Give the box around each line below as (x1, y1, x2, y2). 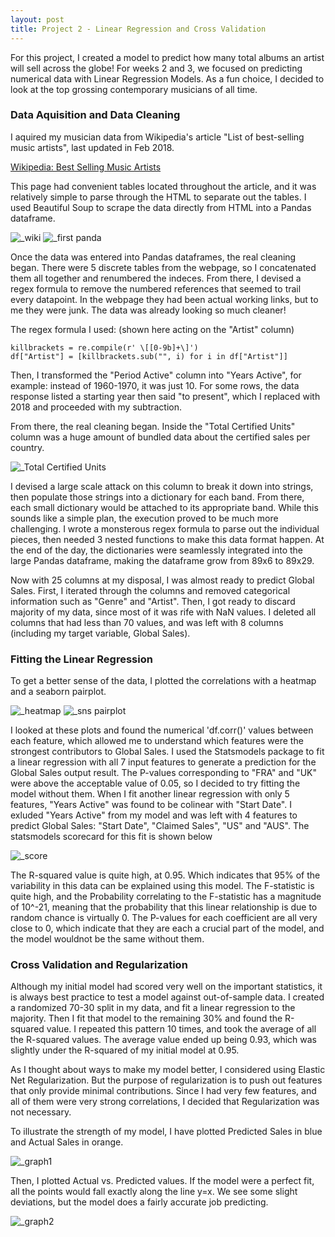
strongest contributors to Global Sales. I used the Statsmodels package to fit (10, 746, 325, 758)
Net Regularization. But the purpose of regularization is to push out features (10, 1074, 323, 1086)
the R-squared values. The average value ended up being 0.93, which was (10, 1034, 317, 1046)
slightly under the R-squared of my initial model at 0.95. (10, 1044, 240, 1056)
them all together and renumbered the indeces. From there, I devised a (10, 272, 302, 284)
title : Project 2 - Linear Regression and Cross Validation (10, 24, 267, 34)
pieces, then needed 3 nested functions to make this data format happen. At (10, 533, 325, 545)
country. (10, 441, 45, 453)
